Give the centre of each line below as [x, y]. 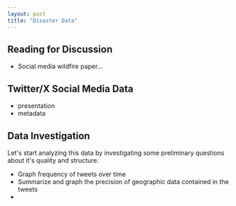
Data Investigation [49, 136]
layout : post [27, 14]
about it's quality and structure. [53, 160]
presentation [36, 106]
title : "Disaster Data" [43, 21]
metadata [32, 114]
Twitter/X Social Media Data [70, 88]
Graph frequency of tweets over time [72, 174]
